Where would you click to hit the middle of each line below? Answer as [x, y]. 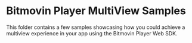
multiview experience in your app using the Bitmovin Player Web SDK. [92, 33]
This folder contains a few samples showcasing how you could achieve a [96, 27]
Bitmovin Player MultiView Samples [96, 11]
